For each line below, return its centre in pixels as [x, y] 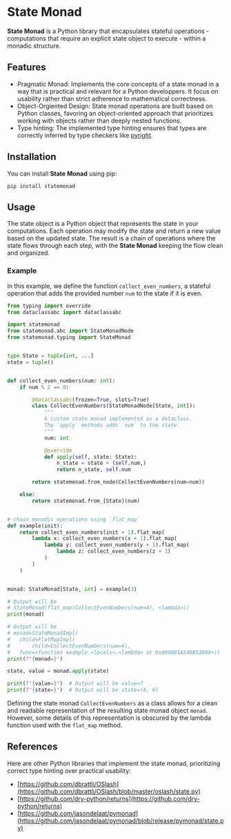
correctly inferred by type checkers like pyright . [85, 135]
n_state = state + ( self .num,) [101, 463]
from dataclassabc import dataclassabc [64, 312]
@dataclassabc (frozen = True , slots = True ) [91, 400]
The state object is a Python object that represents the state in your [103, 224]
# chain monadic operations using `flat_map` [73, 519]
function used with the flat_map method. [65, 725]
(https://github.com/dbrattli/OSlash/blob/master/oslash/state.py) [109, 791]
